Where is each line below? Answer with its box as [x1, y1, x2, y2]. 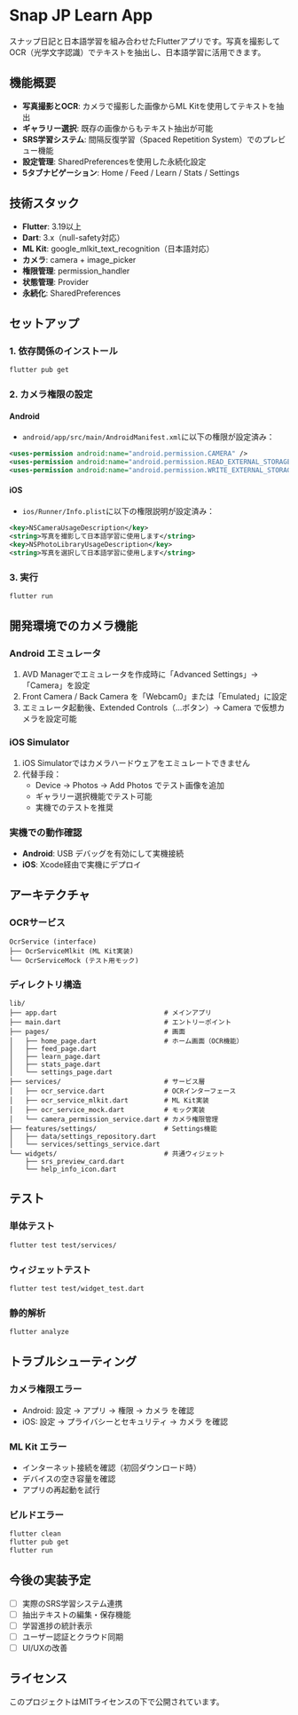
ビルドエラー [9, 1508, 65, 1521]
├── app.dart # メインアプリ [9, 1008, 212, 1017]
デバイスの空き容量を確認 [21, 1473, 116, 1483]
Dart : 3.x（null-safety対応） [21, 232, 125, 242]
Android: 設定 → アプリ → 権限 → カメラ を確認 [21, 1404, 195, 1416]
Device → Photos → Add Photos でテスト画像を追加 [35, 779, 224, 790]
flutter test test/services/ [9, 1240, 117, 1250]
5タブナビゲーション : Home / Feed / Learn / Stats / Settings [21, 167, 239, 178]
